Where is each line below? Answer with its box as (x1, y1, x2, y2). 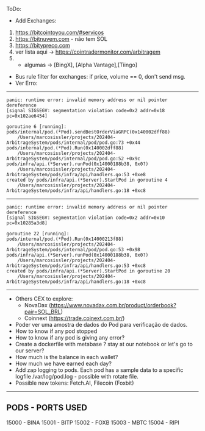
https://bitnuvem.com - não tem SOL (15, 35, 108, 42)
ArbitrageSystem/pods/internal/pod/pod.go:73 (6, 140, 124, 146)
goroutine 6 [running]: (6, 124, 67, 130)
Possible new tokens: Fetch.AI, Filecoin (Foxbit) (15, 379, 134, 386)
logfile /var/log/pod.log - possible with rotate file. (15, 373, 138, 380)
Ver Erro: (15, 79, 38, 87)
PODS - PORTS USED (6, 402, 87, 413)
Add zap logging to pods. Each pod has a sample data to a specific (15, 366, 184, 374)
